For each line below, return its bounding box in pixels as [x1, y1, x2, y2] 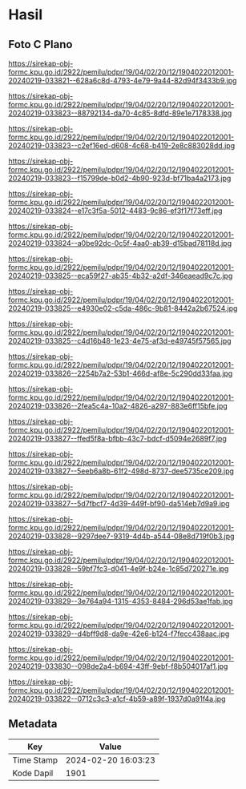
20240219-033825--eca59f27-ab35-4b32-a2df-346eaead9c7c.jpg [8, 271, 233, 280]
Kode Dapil [12, 767, 54, 779]
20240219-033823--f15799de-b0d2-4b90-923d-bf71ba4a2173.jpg [8, 174, 232, 183]
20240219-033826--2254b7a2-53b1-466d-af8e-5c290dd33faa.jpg [8, 368, 233, 378]
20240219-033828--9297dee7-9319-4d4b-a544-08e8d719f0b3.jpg [8, 531, 235, 541]
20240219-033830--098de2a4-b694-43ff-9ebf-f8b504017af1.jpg [8, 662, 228, 670]
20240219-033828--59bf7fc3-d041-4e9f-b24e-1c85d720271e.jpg [8, 564, 229, 574]
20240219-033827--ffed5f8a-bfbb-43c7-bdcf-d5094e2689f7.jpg [8, 434, 227, 443]
